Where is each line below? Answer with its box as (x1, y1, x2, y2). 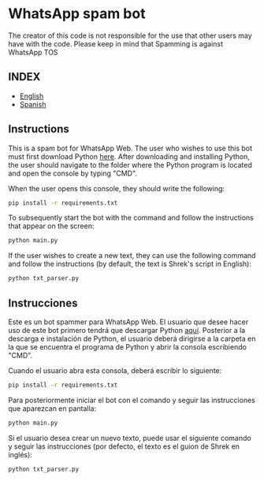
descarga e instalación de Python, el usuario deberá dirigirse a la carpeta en (8, 334, 256, 343)
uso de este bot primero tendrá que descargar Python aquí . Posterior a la (8, 326, 246, 335)
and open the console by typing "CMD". (8, 168, 138, 178)
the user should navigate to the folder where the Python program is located (8, 160, 252, 169)
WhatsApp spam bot (8, 5, 146, 23)
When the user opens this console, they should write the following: (8, 183, 225, 193)
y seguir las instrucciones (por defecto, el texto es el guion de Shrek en (8, 442, 240, 451)
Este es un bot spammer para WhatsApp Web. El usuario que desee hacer (8, 317, 249, 327)
